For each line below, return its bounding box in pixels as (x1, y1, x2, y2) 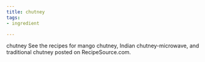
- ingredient (6, 20, 40, 26)
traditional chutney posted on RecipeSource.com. (6, 49, 132, 56)
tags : (6, 15, 20, 21)
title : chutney (6, 9, 45, 15)
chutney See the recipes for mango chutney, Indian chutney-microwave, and (6, 42, 199, 49)
